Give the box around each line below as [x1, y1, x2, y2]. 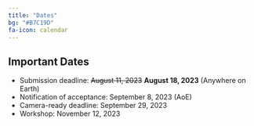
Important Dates [8, 55, 89, 68]
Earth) [19, 84, 40, 94]
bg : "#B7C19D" [8, 19, 55, 27]
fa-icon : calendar [8, 26, 68, 34]
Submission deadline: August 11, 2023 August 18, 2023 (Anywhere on [19, 76, 247, 85]
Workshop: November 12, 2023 [19, 109, 121, 118]
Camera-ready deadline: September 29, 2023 [19, 101, 167, 110]
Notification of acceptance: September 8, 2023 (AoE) [19, 92, 192, 102]
